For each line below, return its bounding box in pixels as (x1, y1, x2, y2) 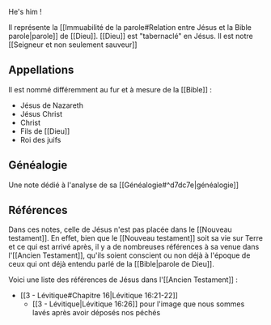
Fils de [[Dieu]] (19, 126, 70, 136)
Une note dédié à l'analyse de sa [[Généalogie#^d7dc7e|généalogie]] (8, 180, 239, 190)
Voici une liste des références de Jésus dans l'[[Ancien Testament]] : (8, 275, 239, 284)
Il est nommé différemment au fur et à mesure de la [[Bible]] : (8, 84, 213, 94)
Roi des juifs (19, 135, 61, 144)
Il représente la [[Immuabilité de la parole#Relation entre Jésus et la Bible (8, 23, 252, 32)
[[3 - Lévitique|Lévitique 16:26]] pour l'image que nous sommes (32, 299, 245, 309)
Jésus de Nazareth (19, 100, 83, 110)
